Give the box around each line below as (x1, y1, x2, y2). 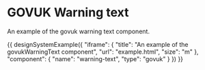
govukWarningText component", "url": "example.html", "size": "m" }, (7, 48, 199, 56)
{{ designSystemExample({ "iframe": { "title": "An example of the (7, 40, 189, 48)
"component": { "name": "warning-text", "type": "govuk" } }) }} (7, 54, 183, 63)
